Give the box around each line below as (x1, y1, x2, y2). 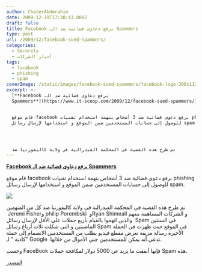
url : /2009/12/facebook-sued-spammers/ (6, 37, 106, 43)
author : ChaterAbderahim (6, 8, 69, 15)
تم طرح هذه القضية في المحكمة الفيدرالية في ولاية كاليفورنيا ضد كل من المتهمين (6, 204, 185, 211)
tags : (6, 59, 20, 65)
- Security (11, 48, 39, 54)
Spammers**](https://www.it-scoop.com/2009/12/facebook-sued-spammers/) (11, 98, 198, 104)
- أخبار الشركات (11, 53, 52, 59)
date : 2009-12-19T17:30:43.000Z (6, 14, 87, 20)
